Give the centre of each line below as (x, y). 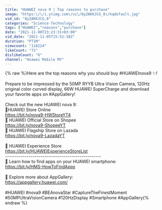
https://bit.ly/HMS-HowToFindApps (40, 167)
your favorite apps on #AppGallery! (40, 94)
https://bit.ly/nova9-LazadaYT (35, 136)
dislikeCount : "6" (24, 55)
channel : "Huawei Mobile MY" (35, 59)
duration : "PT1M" (23, 41)
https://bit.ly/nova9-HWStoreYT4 (38, 115)
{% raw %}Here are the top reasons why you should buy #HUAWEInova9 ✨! (81, 73)
